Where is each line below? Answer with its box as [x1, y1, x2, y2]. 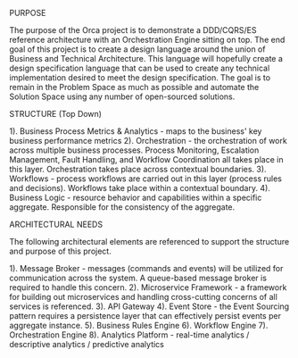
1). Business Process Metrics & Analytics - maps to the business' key [9, 126, 262, 137]
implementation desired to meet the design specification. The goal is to [9, 72, 270, 83]
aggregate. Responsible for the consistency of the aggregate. [9, 202, 236, 212]
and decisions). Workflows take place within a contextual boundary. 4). [9, 183, 270, 193]
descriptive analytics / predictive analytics [9, 339, 165, 349]
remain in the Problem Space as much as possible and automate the [9, 82, 260, 92]
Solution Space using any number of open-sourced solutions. [9, 91, 236, 102]
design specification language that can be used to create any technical [9, 62, 270, 73]
